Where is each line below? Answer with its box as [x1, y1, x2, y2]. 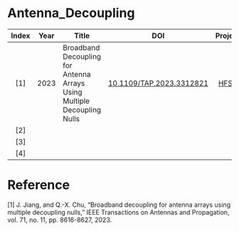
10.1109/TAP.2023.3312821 [107, 78, 208, 88]
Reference [7, 177, 70, 193]
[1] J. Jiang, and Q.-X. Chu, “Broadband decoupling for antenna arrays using [7, 200, 231, 209]
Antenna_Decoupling [7, 5, 135, 21]
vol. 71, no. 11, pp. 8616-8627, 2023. [7, 215, 112, 224]
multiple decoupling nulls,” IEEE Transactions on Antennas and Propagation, [7, 208, 230, 216]
